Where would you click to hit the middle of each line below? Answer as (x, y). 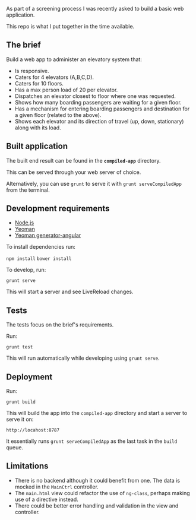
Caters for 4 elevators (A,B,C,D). (54, 77)
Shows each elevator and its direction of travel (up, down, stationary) (99, 121)
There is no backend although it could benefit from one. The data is (97, 480)
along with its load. (38, 128)
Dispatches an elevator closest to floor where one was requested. (95, 96)
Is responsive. (32, 71)
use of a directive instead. (46, 499)
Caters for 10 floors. (39, 83)
